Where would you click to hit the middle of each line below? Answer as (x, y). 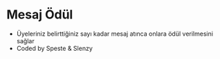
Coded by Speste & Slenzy (54, 48)
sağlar (26, 40)
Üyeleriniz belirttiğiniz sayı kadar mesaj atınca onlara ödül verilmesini (115, 34)
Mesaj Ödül (40, 15)
